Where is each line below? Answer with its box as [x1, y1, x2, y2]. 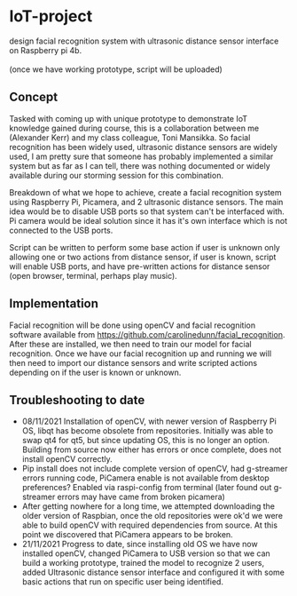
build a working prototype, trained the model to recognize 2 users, [21, 558, 264, 568]
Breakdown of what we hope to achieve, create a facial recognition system [9, 187, 282, 197]
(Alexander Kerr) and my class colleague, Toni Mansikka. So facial [9, 131, 251, 143]
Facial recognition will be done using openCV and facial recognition [9, 320, 255, 330]
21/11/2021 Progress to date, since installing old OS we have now [21, 539, 259, 550]
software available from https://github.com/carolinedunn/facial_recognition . [9, 329, 285, 339]
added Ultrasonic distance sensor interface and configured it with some [21, 567, 285, 578]
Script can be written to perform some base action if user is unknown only [9, 242, 281, 252]
